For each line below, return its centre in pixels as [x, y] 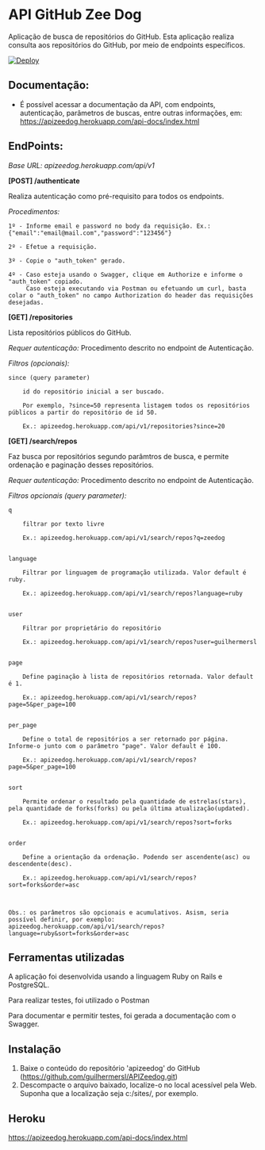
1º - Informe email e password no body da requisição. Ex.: [110, 226]
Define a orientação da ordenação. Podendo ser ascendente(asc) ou [136, 857]
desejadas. [26, 302]
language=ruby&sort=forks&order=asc [69, 933]
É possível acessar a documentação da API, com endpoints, [117, 104]
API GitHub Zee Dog [75, 15]
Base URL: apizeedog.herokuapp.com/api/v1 [81, 165]
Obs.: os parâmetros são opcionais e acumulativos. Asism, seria [118, 912]
